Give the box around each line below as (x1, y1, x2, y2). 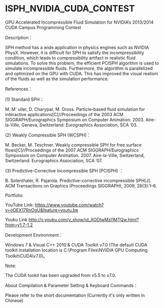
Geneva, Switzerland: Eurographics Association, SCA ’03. (21, 122, 138, 128)
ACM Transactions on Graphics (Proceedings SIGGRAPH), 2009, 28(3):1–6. (5, 183, 157, 188)
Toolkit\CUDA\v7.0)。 (5, 253, 48, 259)
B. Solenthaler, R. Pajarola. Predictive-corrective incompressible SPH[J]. (5, 178, 152, 184)
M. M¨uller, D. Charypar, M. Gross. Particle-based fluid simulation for (5, 106, 145, 112)
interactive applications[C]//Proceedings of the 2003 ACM (5, 111, 124, 117)
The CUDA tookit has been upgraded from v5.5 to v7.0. (5, 272, 117, 278)
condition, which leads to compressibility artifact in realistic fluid (5, 55, 136, 61)
